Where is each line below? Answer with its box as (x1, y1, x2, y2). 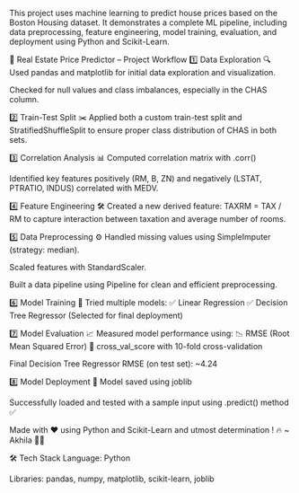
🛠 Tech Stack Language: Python (9, 453, 131, 463)
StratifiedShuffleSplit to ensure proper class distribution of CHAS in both (9, 125, 277, 136)
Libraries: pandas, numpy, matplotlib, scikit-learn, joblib (9, 473, 215, 484)
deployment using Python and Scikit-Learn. (9, 36, 170, 47)
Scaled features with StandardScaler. (9, 262, 146, 272)
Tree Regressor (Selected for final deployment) (9, 310, 184, 321)
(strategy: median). (9, 244, 80, 255)
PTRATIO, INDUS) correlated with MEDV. (9, 183, 159, 193)
